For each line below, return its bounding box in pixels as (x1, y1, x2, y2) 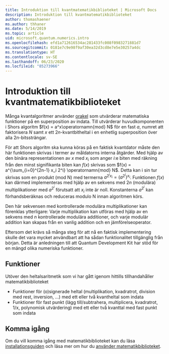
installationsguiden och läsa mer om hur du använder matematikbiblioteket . (5, 343, 161, 349)
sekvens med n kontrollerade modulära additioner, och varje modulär (5, 213, 149, 220)
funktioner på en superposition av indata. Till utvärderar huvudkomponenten (5, 118, 164, 124)
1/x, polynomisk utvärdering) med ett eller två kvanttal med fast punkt (12, 304, 157, 311)
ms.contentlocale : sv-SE (5, 54, 58, 60)
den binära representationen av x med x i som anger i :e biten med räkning (5, 155, 157, 162)
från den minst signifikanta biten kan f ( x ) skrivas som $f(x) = (5, 161, 131, 167)
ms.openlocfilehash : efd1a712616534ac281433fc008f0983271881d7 (5, 40, 141, 46)
